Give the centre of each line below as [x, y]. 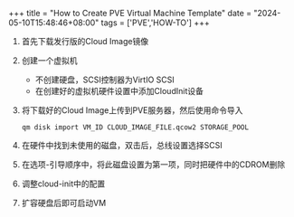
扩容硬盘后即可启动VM [64, 203]
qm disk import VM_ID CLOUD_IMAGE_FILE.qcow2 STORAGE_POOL [135, 127]
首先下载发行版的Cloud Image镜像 [85, 41]
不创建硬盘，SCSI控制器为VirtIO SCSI [105, 80]
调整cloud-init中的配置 [63, 184]
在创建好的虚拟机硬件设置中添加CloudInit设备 [119, 91]
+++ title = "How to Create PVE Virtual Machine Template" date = [130, 13]
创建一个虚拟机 [49, 61]
